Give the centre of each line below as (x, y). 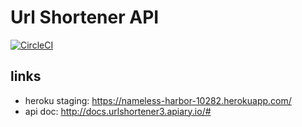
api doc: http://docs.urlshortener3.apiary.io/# (118, 111)
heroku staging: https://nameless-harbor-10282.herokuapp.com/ (158, 100)
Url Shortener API (85, 17)
